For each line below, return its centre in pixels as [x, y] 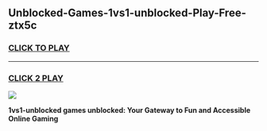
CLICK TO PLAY [39, 48]
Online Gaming [33, 118]
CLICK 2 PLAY [36, 78]
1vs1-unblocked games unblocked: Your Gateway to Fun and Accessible [130, 110]
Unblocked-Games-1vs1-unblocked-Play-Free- [127, 13]
